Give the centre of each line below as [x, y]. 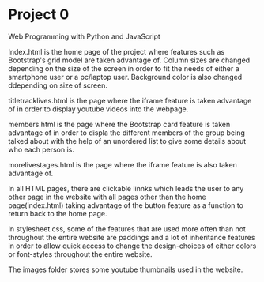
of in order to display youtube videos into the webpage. [98, 109]
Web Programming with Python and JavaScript [84, 36]
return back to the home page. [58, 213]
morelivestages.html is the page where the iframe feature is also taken [123, 164]
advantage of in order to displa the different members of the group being [126, 133]
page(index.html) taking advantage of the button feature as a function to [126, 205]
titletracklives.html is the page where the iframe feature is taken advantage [130, 100]
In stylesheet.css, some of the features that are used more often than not [127, 229]
